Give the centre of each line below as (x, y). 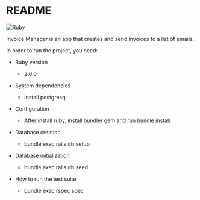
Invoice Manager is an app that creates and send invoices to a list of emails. (100, 39)
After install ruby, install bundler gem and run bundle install (97, 120)
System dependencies (43, 86)
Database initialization (42, 155)
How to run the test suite (45, 179)
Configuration (32, 108)
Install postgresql (45, 97)
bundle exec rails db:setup (57, 144)
